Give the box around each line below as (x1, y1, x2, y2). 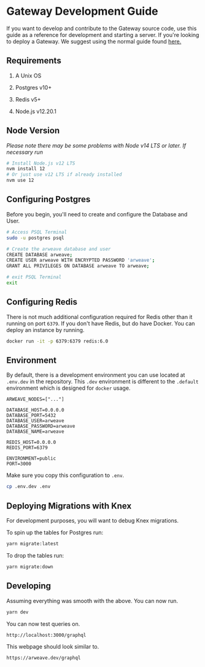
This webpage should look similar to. (6, 643, 99, 650)
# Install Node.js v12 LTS (6, 160, 75, 167)
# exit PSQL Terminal (6, 274, 62, 280)
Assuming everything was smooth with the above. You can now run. (6, 597, 179, 604)
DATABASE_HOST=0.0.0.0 (6, 407, 64, 413)
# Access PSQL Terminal (6, 229, 68, 235)
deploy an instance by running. (6, 326, 85, 333)
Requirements (6, 55, 61, 66)
